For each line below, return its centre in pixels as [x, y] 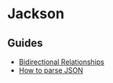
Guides [26, 43]
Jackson [36, 14]
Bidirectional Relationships [62, 62]
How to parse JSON [51, 70]
